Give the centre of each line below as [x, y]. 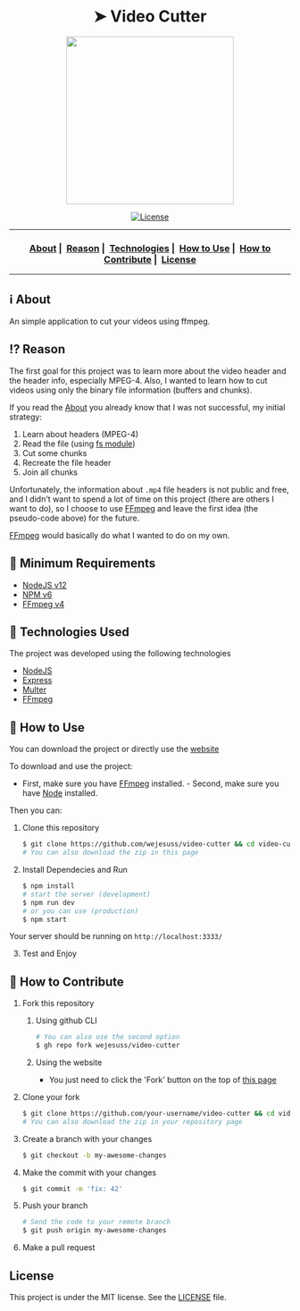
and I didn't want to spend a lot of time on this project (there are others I [142, 499]
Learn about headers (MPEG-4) [80, 434]
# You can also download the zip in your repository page [132, 1121]
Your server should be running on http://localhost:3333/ [116, 936]
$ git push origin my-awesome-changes [94, 1231]
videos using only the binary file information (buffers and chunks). [131, 390]
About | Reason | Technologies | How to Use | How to [150, 248]
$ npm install [48, 886]
